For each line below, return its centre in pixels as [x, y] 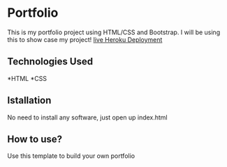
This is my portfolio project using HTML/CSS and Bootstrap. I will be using [114, 32]
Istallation [29, 100]
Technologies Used [50, 62]
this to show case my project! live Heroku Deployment [85, 39]
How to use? [35, 139]
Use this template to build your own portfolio [71, 156]
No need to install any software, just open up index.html [87, 117]
